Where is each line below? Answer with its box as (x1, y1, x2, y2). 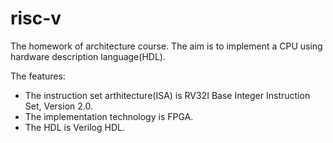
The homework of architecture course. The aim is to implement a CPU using (10, 40, 323, 52)
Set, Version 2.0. (24, 100, 93, 112)
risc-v (10, 7, 62, 30)
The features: (10, 70, 66, 82)
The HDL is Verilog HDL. (24, 121, 125, 133)
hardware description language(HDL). (10, 50, 166, 62)
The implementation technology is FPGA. (24, 110, 194, 122)
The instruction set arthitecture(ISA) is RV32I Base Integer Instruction (24, 89, 311, 101)
